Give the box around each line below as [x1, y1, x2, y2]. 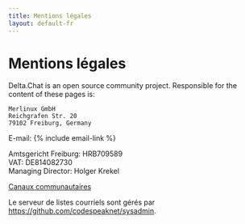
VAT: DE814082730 [8, 158, 73, 167]
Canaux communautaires [8, 182, 92, 192]
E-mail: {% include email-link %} [8, 133, 117, 143]
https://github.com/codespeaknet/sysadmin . [8, 206, 156, 216]
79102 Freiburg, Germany [8, 119, 92, 128]
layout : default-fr [8, 19, 74, 27]
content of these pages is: [8, 90, 95, 99]
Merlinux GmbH [8, 105, 56, 113]
